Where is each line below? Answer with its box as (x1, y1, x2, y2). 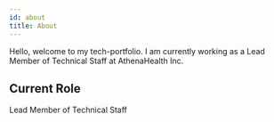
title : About (9, 21, 58, 30)
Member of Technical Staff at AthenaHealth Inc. (9, 55, 184, 66)
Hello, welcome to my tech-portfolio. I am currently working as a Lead (9, 45, 265, 56)
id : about (9, 12, 46, 22)
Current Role (9, 81, 82, 96)
